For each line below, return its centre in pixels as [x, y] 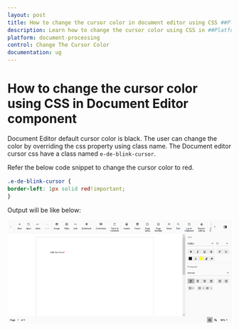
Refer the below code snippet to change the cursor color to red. [101, 167]
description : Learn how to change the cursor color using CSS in [106, 30]
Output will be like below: [44, 210]
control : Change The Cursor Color [59, 45]
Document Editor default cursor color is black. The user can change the [112, 138]
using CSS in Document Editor [98, 104]
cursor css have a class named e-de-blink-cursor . [82, 154]
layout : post [27, 15]
